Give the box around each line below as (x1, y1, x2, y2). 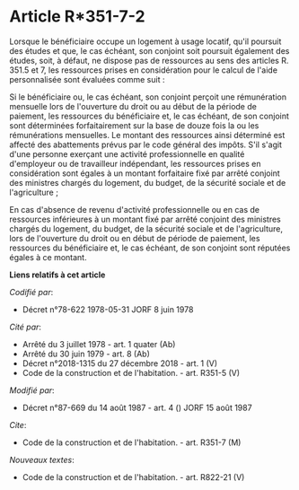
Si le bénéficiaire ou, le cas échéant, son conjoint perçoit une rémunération (9, 92, 287, 102)
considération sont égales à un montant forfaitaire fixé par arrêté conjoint (9, 168, 280, 179)
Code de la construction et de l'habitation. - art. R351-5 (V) (22, 367, 241, 378)
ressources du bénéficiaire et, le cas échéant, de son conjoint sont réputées (9, 242, 291, 253)
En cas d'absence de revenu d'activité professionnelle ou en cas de (9, 204, 260, 214)
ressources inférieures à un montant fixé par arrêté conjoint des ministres (9, 214, 281, 224)
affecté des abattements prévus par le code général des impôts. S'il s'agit (9, 139, 283, 150)
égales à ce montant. (9, 251, 87, 262)
